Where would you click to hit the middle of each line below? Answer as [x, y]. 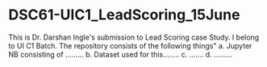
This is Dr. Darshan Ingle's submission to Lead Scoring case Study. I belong [134, 37]
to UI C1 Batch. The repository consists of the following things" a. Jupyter [130, 45]
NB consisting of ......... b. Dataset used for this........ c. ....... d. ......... [120, 54]
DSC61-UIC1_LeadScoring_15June [124, 15]
